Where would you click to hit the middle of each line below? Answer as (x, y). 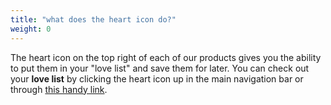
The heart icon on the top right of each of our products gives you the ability (166, 57)
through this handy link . (59, 89)
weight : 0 (31, 29)
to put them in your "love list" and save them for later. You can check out (160, 68)
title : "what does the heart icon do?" (93, 19)
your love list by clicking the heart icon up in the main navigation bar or (157, 78)
